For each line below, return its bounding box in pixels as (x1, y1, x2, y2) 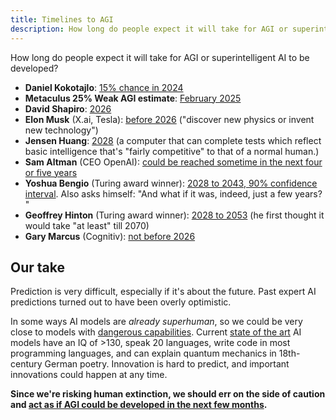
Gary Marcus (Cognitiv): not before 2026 (24, 230, 196, 242)
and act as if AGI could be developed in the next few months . (10, 399, 268, 411)
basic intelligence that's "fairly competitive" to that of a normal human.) (24, 145, 320, 157)
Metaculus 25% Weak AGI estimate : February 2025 (24, 92, 242, 104)
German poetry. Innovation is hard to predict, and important (44, 358, 290, 370)
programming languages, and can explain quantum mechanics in (10, 347, 277, 360)
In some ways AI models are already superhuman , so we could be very (10, 316, 303, 328)
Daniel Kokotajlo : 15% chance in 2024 (24, 81, 184, 93)
